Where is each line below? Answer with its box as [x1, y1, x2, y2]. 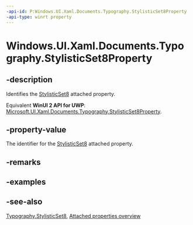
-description [6, 75, 53, 85]
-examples [6, 177, 46, 187]
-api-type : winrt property [6, 14, 72, 20]
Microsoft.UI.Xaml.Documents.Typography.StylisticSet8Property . [6, 108, 162, 115]
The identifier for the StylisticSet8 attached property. [6, 140, 133, 147]
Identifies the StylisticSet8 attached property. [6, 90, 116, 97]
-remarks [6, 157, 41, 167]
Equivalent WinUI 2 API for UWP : [6, 102, 86, 109]
